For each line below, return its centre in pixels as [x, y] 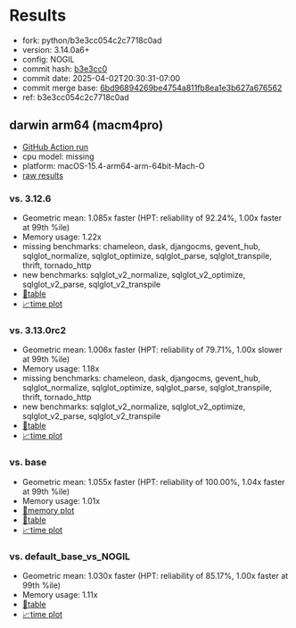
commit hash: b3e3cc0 [65, 69]
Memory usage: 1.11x [60, 594]
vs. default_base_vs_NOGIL [70, 557]
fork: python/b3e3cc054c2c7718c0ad [92, 40]
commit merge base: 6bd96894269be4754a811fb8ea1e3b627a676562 [152, 88]
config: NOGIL [48, 59]
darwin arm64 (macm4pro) [86, 126]
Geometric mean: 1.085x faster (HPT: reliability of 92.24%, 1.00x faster [152, 218]
